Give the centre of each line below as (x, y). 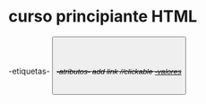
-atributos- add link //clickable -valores (119, 72)
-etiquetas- (29, 71)
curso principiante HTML (103, 17)
